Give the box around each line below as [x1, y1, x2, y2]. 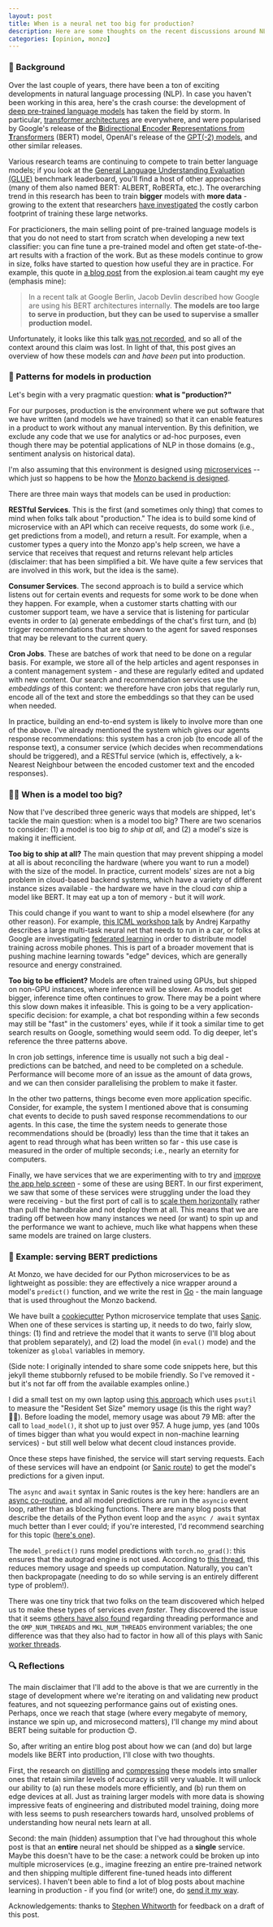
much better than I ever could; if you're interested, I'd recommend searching [8, 1521, 264, 1531]
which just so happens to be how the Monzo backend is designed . [8, 473, 230, 483]
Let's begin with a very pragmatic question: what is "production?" [8, 389, 232, 399]
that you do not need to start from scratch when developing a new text [8, 233, 245, 243]
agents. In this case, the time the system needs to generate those [8, 1120, 227, 1130]
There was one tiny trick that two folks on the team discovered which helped [8, 1596, 265, 1606]
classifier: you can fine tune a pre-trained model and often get [8, 241, 217, 251]
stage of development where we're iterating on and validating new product [8, 1691, 258, 1701]
